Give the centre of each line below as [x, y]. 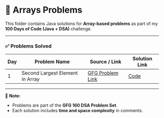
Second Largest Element [50, 73]
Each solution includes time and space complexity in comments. [77, 111]
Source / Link [105, 62]
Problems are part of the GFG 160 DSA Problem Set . [65, 105]
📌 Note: [13, 96]
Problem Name [52, 62]
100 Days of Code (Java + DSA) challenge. [48, 28]
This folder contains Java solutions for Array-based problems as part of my [82, 24]
